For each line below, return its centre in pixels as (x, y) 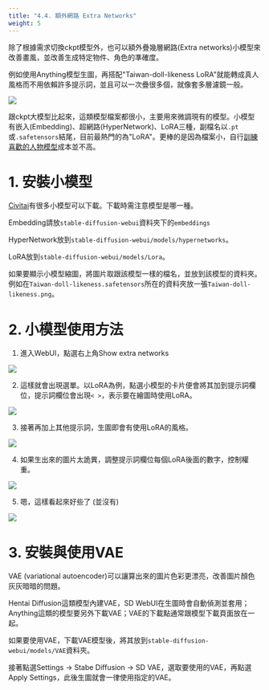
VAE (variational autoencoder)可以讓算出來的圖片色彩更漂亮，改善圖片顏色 (132, 576)
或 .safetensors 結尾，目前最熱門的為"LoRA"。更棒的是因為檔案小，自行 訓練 (133, 137)
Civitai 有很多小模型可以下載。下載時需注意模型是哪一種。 (103, 206)
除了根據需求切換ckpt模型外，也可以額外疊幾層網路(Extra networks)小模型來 (134, 47)
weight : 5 (25, 23)
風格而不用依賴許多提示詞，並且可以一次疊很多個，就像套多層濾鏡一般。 (128, 84)
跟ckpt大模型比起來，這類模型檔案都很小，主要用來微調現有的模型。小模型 (132, 116)
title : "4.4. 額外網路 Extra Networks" (73, 16)
